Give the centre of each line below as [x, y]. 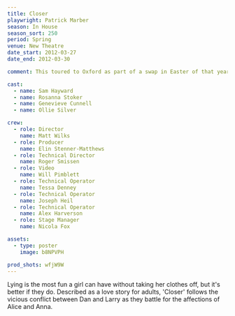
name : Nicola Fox [45, 227]
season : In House [33, 27]
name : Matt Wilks [45, 136]
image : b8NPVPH [42, 252]
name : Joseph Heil [47, 201]
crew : [15, 123]
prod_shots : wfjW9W [36, 265]
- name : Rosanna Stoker [48, 97]
